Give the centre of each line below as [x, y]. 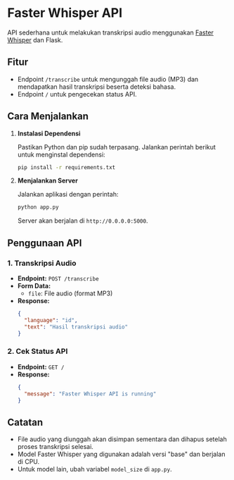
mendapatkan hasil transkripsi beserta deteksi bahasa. [97, 87]
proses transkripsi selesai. [55, 447]
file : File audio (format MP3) [70, 293]
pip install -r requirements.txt [66, 167]
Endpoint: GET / [41, 367]
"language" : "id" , [51, 320]
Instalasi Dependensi [49, 133]
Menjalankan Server [48, 180]
